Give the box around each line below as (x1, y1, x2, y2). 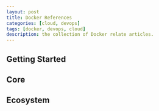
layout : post (6, 8, 40, 15)
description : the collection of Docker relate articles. (6, 32, 154, 38)
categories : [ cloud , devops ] (6, 20, 80, 26)
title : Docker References (6, 15, 72, 21)
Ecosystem (6, 95, 50, 106)
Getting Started (6, 54, 66, 64)
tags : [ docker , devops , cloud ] (6, 25, 86, 32)
